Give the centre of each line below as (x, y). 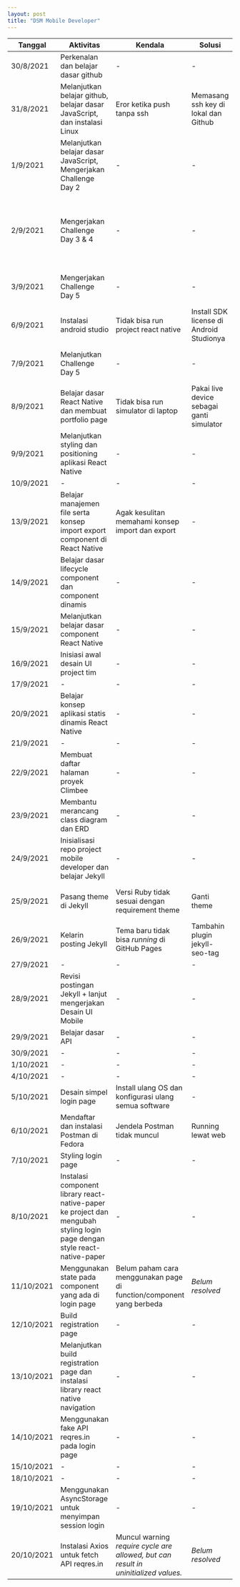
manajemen (80, 503)
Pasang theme (85, 896)
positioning (79, 453)
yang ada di (80, 1295)
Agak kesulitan (140, 512)
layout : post (27, 14)
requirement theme (147, 910)
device (203, 397)
